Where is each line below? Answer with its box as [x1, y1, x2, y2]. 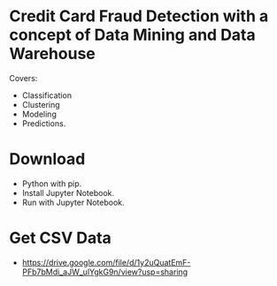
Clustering [21, 99, 60, 109]
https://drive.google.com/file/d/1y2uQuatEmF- [21, 257, 191, 267]
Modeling [21, 109, 58, 119]
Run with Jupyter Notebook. [21, 197, 126, 207]
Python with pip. [21, 178, 82, 189]
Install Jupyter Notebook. [21, 187, 115, 198]
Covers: [9, 72, 38, 83]
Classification [21, 90, 73, 101]
